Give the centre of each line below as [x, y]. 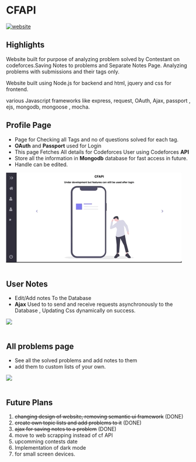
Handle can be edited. [41, 164]
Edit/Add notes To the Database [53, 298]
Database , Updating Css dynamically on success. [75, 311]
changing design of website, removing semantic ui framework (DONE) [99, 417]
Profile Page [29, 125]
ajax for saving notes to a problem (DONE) [66, 429]
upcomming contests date [46, 441]
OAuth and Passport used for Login [58, 146]
